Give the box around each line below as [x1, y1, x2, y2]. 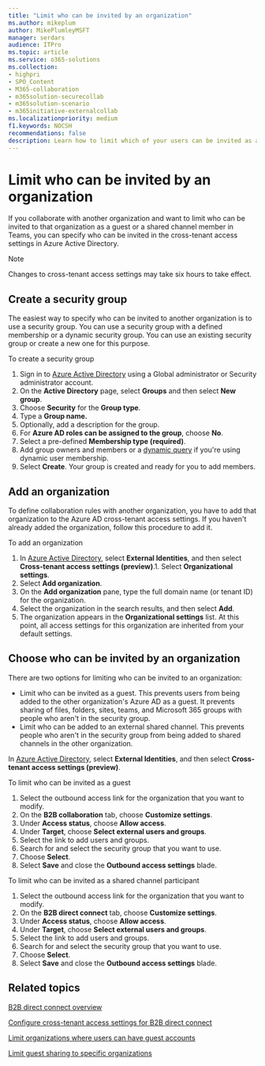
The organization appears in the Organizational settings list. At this [19, 613, 240, 622]
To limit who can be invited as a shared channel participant [8, 875, 200, 885]
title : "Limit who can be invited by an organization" [8, 11, 192, 20]
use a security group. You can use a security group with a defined [8, 322, 223, 332]
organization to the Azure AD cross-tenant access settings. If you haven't [8, 514, 247, 524]
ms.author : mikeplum [8, 19, 77, 27]
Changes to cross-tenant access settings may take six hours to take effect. [8, 270, 252, 279]
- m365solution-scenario [8, 100, 90, 108]
